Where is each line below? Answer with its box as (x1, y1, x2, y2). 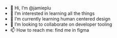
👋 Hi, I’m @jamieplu (10, 5, 51, 11)
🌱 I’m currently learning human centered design (10, 16, 111, 22)
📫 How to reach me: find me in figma (10, 27, 89, 33)
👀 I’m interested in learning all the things (10, 10, 95, 16)
